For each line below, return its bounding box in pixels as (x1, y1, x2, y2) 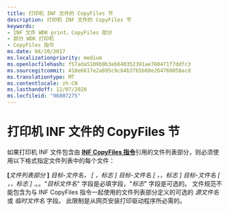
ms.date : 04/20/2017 (7, 48, 66, 55)
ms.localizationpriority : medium (7, 55, 103, 61)
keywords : (7, 23, 36, 29)
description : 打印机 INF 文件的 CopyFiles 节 (7, 16, 132, 23)
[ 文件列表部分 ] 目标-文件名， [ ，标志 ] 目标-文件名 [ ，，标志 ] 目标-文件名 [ (7, 171, 220, 179)
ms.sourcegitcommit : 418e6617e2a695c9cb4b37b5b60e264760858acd (7, 67, 191, 74)
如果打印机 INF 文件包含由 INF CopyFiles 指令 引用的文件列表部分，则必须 (7, 147, 213, 156)
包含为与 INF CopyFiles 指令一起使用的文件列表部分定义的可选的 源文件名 (12, 188, 219, 196)
